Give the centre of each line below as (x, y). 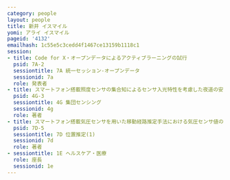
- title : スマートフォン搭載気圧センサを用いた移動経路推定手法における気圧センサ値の (116, 121)
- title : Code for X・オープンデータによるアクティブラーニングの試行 (97, 58)
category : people (32, 13)
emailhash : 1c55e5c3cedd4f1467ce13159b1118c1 (73, 45)
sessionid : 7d (33, 141)
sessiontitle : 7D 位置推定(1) (55, 134)
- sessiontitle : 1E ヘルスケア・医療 (57, 154)
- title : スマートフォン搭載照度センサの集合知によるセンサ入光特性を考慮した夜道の (113, 90)
